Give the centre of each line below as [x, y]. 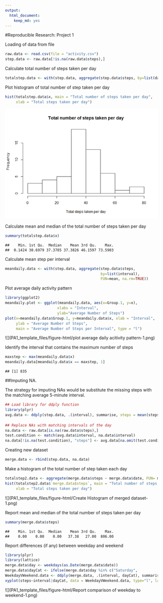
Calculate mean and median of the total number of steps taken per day [76, 226]
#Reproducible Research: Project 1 [40, 35]
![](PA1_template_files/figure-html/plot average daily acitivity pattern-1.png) [80, 338]
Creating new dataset [26, 450]
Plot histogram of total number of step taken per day [57, 87]
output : [13, 10]
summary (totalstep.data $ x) [32, 236]
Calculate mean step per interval [38, 259]
